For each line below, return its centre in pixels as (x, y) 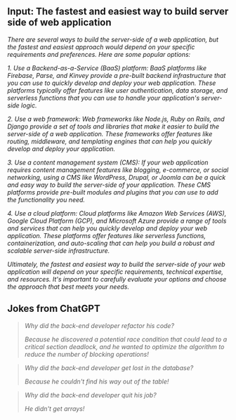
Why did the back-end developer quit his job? (90, 395)
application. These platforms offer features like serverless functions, (106, 235)
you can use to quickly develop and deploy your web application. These (112, 83)
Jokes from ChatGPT (54, 309)
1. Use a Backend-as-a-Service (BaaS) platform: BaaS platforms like (107, 68)
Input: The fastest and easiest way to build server (118, 12)
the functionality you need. (46, 199)
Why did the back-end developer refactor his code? (99, 325)
